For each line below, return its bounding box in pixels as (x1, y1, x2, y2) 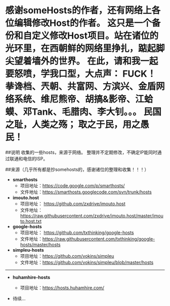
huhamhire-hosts (12, 274, 51, 280)
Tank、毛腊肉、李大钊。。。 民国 (32, 106, 162, 118)
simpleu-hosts (12, 247, 44, 253)
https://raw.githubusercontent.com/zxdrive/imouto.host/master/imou (20, 213, 163, 219)
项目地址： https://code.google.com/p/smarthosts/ (20, 182, 125, 188)
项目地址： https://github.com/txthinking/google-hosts (20, 229, 134, 235)
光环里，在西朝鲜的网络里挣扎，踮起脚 (5, 43, 165, 54)
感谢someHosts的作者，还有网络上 (5, 5, 152, 16)
